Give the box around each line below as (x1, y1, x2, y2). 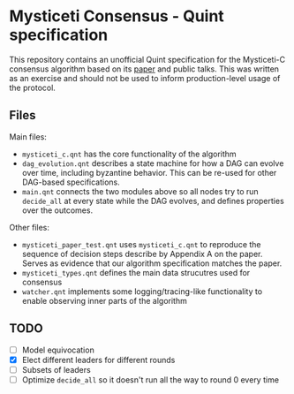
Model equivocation (21, 345, 94, 355)
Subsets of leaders (21, 364, 91, 375)
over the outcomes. (21, 205, 94, 216)
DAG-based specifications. (21, 177, 121, 187)
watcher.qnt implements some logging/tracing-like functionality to (21, 285, 263, 297)
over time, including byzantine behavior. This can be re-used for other (21, 167, 277, 178)
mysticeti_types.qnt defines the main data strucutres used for (21, 267, 251, 277)
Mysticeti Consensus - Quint (9, 6, 225, 27)
